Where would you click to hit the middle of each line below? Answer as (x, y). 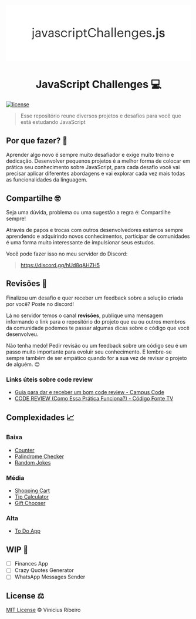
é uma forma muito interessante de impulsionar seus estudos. (81, 242)
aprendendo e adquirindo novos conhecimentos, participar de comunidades (98, 236)
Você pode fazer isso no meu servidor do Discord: (67, 254)
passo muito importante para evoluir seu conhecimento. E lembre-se (89, 352)
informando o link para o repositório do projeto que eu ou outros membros (96, 321)
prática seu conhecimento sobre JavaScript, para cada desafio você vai (93, 167)
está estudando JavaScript (53, 122)
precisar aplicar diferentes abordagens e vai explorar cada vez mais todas (96, 174)
